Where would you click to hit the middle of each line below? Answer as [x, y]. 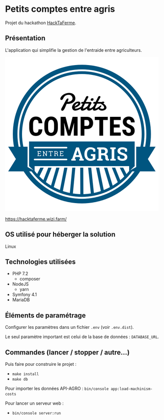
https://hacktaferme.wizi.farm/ [36, 219]
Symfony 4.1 [25, 295]
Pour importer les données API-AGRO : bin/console [57, 388]
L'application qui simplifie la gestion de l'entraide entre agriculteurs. [74, 50]
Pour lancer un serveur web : [34, 403]
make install [26, 374]
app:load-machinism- [132, 389]
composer [30, 279]
